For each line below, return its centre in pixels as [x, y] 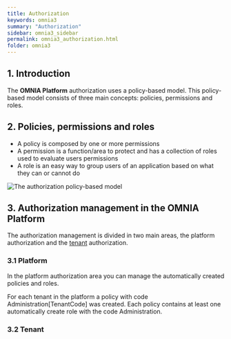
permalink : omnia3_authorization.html [63, 39]
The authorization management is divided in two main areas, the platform [111, 235]
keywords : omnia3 [32, 20]
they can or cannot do [49, 173]
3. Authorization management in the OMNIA [103, 208]
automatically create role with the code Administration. [85, 311]
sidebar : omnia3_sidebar [43, 33]
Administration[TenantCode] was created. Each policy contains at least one [114, 304]
